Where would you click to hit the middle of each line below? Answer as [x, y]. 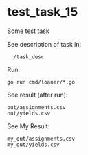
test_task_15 [43, 12]
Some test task [28, 31]
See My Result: [29, 126]
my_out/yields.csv [33, 145]
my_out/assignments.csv [41, 139]
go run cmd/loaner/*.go [41, 82]
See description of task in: [44, 44]
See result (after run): [37, 95]
